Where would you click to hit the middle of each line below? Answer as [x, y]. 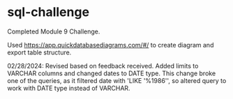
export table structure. [39, 52]
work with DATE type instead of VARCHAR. [69, 88]
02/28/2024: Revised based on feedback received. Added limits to [103, 66]
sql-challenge [48, 12]
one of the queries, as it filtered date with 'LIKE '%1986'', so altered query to [117, 80]
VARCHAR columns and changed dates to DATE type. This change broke [112, 73]
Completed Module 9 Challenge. [54, 31]
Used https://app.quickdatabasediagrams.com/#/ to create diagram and [111, 45]
